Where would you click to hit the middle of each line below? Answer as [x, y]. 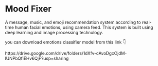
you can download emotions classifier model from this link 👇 [66, 42]
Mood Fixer [28, 9]
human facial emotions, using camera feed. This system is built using [84, 27]
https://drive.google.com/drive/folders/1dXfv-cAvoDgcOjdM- [66, 53]
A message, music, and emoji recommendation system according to [73, 22]
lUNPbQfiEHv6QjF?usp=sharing [37, 58]
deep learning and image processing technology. [54, 32]
